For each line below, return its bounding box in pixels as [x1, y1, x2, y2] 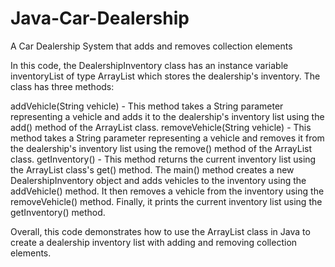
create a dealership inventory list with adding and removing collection [10, 236, 298, 248]
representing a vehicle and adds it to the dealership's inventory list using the [10, 110, 325, 122]
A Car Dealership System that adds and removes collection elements [10, 40, 293, 52]
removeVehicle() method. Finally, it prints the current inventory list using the [10, 195, 323, 207]
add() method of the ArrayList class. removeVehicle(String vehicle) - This [10, 121, 312, 133]
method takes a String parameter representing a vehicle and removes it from [10, 132, 325, 144]
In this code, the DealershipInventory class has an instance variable [10, 59, 289, 71]
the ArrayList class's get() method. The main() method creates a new [10, 163, 295, 176]
